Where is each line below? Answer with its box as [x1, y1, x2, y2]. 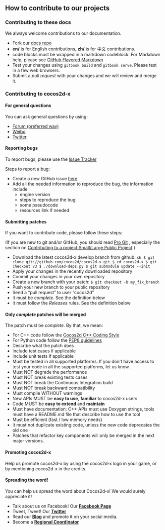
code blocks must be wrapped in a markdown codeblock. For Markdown [12, 51, 161, 57]
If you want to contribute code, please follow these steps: [5, 230, 123, 236]
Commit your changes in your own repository [12, 274, 105, 280]
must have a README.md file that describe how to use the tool [12, 412, 140, 418]
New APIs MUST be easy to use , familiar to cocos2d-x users [12, 396, 138, 402]
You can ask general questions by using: [5, 113, 88, 119]
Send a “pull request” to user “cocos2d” [12, 290, 94, 296]
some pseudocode [19, 202, 58, 208]
